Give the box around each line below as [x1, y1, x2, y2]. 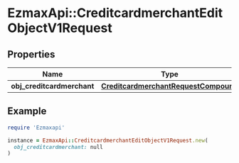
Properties [7, 48, 55, 60]
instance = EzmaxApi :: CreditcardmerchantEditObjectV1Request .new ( [7, 137, 208, 144]
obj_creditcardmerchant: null [14, 143, 103, 150]
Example [7, 105, 47, 118]
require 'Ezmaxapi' [7, 124, 65, 131]
